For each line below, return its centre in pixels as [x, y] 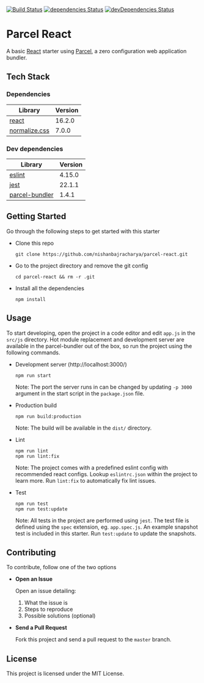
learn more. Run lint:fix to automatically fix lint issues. [86, 480]
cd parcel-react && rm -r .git [55, 277]
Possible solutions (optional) [60, 616]
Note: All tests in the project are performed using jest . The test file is [102, 520]
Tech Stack [28, 77]
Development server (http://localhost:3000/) [71, 364]
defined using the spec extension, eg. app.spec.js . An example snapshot [107, 527]
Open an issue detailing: [46, 591]
